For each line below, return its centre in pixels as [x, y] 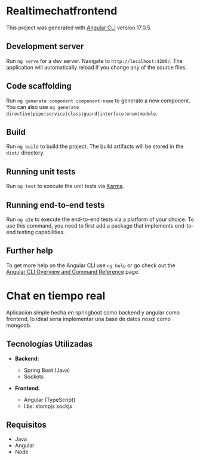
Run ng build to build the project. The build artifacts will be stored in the [95, 146]
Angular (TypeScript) [50, 400]
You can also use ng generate [43, 107]
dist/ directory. [25, 153]
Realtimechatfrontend [62, 11]
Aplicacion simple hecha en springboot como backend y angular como [93, 312]
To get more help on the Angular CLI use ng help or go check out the [91, 265]
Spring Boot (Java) [47, 370]
